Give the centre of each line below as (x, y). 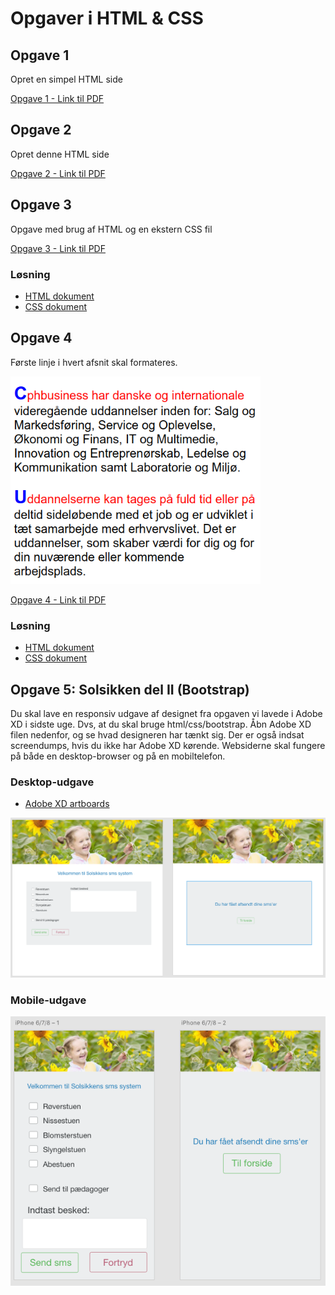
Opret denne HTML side (60, 154)
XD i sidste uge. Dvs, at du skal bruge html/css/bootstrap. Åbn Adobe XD (161, 724)
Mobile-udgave (48, 1000)
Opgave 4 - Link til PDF (58, 599)
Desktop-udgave (52, 782)
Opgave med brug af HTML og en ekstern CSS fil (111, 229)
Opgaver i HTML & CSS (107, 18)
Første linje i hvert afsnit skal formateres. (94, 362)
